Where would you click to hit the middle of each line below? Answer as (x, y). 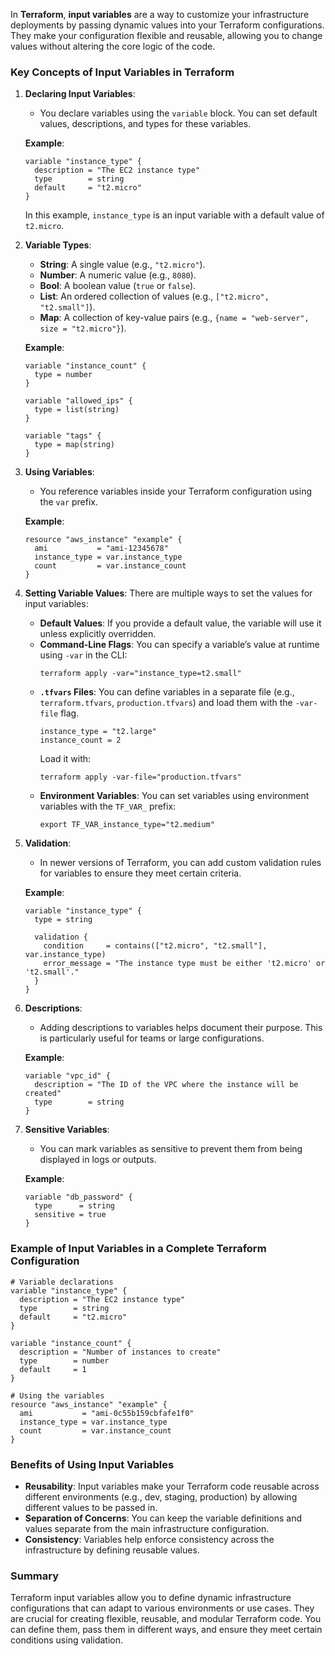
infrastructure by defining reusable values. (112, 1550)
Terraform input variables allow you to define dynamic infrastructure (151, 1598)
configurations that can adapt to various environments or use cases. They (162, 1608)
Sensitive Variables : (67, 1130)
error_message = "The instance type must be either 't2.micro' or (184, 964)
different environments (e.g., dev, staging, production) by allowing (161, 1496)
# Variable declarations (62, 1282)
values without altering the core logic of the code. (113, 46)
